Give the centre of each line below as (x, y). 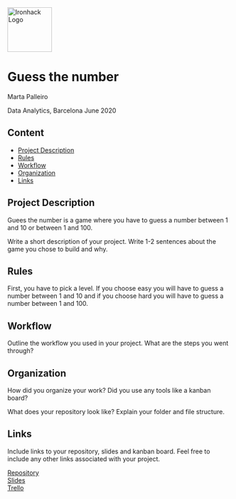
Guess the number (63, 77)
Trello (16, 488)
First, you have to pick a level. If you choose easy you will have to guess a (116, 289)
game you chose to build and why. (58, 249)
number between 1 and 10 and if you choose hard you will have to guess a (116, 296)
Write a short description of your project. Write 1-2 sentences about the (112, 241)
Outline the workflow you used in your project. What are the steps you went (118, 343)
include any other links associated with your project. (84, 458)
